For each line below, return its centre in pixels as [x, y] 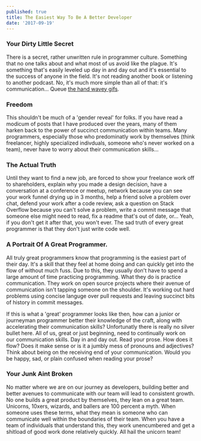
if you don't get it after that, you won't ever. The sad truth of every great [95, 223]
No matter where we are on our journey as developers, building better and [98, 387]
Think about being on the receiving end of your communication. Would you [98, 352]
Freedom [19, 104]
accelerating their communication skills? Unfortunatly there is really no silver [100, 326]
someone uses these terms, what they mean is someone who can [87, 412]
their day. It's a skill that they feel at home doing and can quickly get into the [100, 264]
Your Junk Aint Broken [39, 374]
